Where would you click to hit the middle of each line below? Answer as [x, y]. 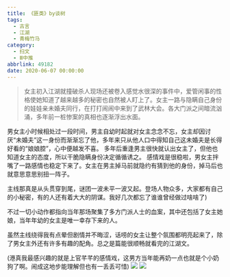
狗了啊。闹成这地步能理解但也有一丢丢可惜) [68, 266]
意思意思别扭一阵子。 [43, 174]
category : [21, 45]
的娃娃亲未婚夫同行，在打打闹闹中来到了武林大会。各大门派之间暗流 [120, 108]
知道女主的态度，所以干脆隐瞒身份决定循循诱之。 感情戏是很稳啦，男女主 [110, 157]
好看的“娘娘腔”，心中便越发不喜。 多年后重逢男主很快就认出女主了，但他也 [113, 148]
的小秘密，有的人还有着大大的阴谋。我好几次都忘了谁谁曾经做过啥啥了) [107, 197]
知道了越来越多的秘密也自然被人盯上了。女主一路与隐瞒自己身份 [132, 99]
